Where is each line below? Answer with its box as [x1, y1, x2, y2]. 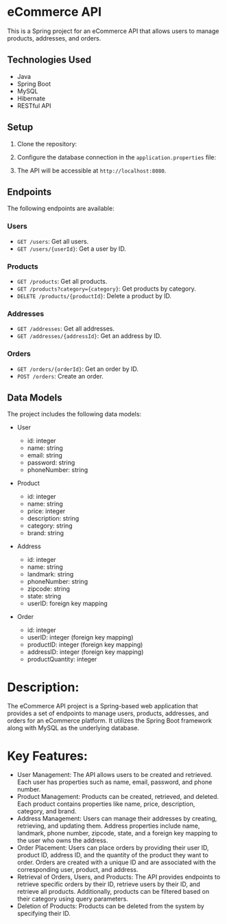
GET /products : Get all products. [16, 277, 108, 285]
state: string [27, 592, 62, 600]
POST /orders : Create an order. [16, 372, 104, 380]
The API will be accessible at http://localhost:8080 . [16, 166, 167, 174]
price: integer [27, 507, 66, 515]
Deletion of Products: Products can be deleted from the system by [16, 902, 204, 910]
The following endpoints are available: [7, 204, 115, 213]
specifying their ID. [16, 910, 71, 918]
